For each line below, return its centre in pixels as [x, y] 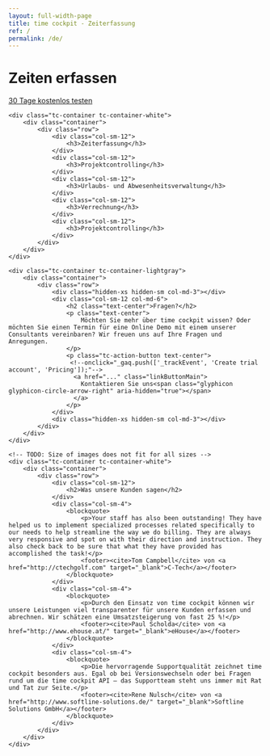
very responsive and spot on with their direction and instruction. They [135, 540]
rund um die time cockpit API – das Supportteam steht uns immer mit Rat [135, 681]
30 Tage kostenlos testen [51, 101]
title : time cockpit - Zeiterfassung [72, 23]
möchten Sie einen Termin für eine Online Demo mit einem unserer [122, 328]
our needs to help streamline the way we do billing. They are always [130, 533]
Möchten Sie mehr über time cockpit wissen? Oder [166, 321]
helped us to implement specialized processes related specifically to [131, 526]
